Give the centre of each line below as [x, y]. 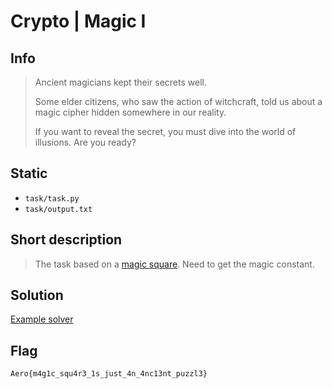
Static [29, 173]
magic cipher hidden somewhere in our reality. [130, 112]
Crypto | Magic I [78, 21]
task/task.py [52, 198]
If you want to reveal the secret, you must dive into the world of [165, 131]
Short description [66, 240]
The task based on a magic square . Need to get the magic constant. [174, 264]
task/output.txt [58, 209]
